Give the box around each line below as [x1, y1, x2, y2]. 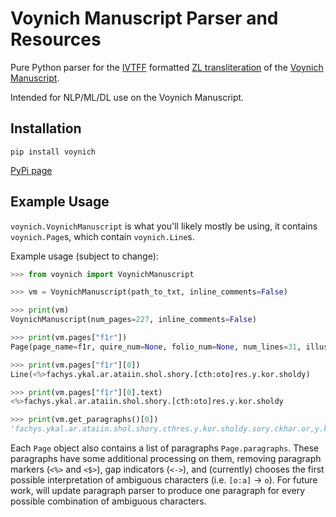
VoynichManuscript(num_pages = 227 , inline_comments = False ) [10, 315, 257, 325]
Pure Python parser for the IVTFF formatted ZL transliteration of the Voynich [10, 61, 324, 73]
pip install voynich [10, 147, 97, 157]
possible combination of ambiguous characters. [10, 495, 207, 507]
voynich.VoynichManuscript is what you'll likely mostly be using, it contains [10, 220, 318, 232]
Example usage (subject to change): [10, 250, 159, 262]
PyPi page [10, 164, 53, 176]
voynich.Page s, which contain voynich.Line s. [10, 230, 195, 242]
